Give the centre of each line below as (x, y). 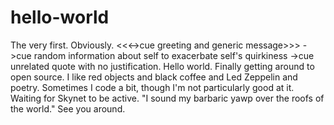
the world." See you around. (68, 108)
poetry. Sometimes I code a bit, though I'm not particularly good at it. (152, 87)
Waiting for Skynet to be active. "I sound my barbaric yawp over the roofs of (167, 98)
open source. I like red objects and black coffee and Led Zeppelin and (154, 77)
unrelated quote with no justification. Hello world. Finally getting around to (162, 66)
